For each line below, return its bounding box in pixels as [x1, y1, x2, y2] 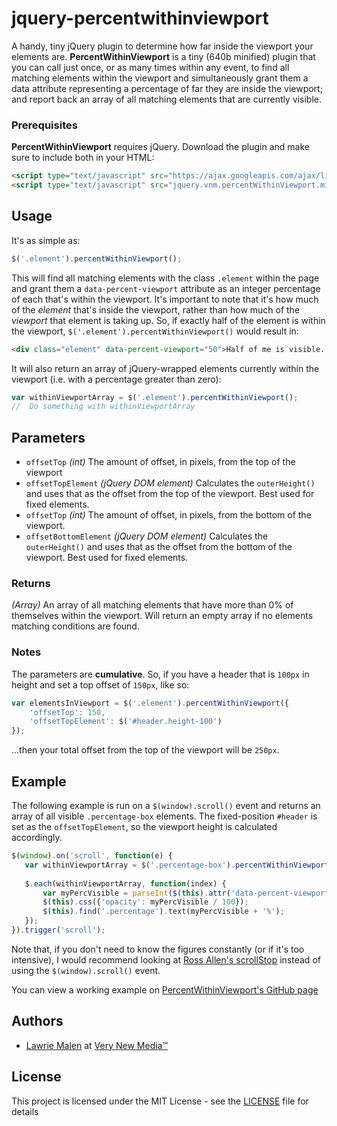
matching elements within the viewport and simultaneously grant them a [11, 72, 309, 84]
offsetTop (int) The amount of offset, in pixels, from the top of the [25, 456, 296, 468]
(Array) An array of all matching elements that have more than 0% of [11, 599, 294, 611]
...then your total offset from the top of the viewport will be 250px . [11, 744, 280, 756]
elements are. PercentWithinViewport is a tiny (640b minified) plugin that [11, 50, 316, 62]
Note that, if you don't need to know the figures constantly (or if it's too [11, 943, 305, 955]
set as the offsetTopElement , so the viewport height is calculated [11, 821, 278, 833]
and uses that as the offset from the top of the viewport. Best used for [25, 488, 315, 500]
